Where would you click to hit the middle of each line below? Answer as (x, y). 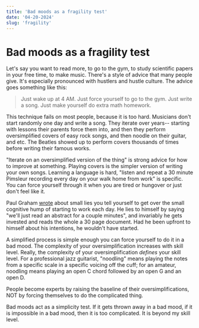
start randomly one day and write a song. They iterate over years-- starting (98, 123)
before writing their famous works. (48, 149)
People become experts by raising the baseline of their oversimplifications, (98, 289)
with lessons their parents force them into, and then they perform (86, 130)
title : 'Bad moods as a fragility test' (57, 12)
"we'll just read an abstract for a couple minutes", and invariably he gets (94, 216)
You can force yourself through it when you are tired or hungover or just (94, 185)
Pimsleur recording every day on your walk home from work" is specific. (94, 179)
